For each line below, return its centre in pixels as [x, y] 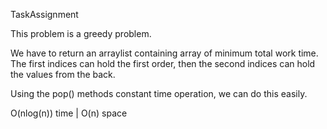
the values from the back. [63, 74]
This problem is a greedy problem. [81, 33]
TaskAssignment [44, 14]
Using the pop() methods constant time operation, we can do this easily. [159, 93]
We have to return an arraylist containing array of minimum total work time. [164, 53]
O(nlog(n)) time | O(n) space [69, 113]
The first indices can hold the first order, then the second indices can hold [163, 63]
